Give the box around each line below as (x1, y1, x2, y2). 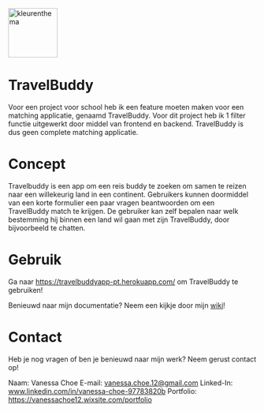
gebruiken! (8, 285, 43, 294)
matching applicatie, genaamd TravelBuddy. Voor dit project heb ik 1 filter (8, 110, 246, 120)
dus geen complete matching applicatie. (8, 127, 139, 137)
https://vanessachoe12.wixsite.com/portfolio (8, 395, 152, 404)
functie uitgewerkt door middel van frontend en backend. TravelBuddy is (8, 118, 244, 129)
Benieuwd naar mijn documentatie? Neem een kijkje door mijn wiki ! (8, 300, 226, 310)
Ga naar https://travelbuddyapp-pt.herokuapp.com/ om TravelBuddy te (8, 276, 239, 287)
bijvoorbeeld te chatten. (8, 223, 86, 232)
